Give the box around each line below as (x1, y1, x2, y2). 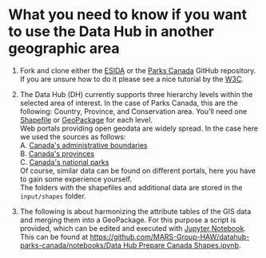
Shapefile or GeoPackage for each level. (19, 115, 153, 124)
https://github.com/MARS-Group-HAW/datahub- (89, 232, 250, 241)
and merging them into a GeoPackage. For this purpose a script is (19, 215, 236, 225)
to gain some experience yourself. (19, 174, 133, 184)
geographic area (8, 40, 120, 57)
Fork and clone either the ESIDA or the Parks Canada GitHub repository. (19, 65, 256, 75)
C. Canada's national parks (19, 157, 109, 166)
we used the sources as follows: (19, 131, 126, 141)
